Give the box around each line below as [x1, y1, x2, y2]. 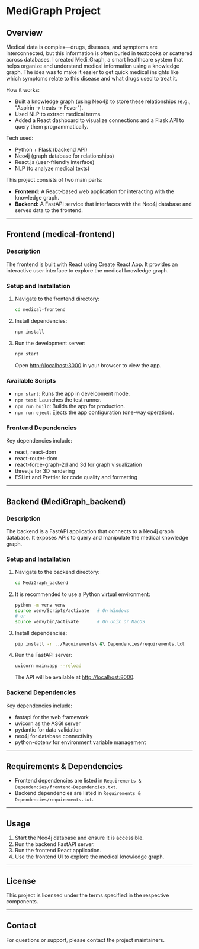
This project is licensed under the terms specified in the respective [6, 892, 169, 899]
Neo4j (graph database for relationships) [14, 152, 114, 159]
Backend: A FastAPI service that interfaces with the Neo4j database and [14, 200, 192, 207]
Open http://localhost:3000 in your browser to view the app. [14, 361, 162, 368]
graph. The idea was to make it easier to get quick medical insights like [6, 69, 179, 75]
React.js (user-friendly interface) [14, 159, 95, 165]
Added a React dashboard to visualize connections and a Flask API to [14, 117, 185, 124]
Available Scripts [6, 376, 56, 384]
